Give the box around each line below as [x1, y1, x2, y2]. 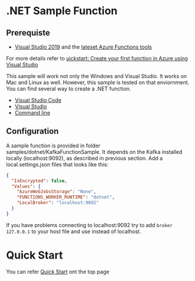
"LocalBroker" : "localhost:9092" [17, 200, 99, 206]
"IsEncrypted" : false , [11, 177, 67, 184]
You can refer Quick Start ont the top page [6, 268, 109, 275]
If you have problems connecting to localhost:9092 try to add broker [6, 221, 173, 228]
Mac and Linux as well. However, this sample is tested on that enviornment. [6, 79, 190, 86]
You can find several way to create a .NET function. [6, 85, 131, 92]
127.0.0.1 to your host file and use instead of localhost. [6, 228, 142, 235]
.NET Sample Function [6, 4, 118, 18]
